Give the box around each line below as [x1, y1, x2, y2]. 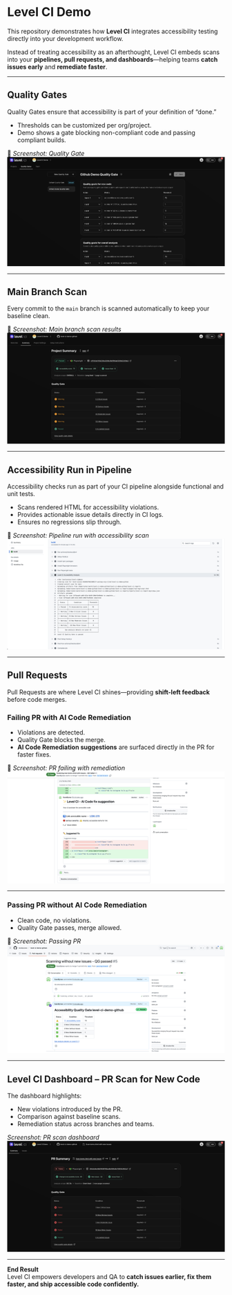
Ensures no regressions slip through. [17, 518, 122, 527]
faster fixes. [17, 750, 52, 759]
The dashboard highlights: [7, 1092, 82, 1100]
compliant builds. [17, 136, 67, 144]
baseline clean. [7, 312, 50, 320]
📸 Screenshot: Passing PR [7, 937, 81, 945]
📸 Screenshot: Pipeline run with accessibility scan [7, 531, 150, 540]
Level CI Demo [7, 4, 92, 20]
